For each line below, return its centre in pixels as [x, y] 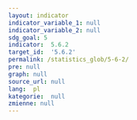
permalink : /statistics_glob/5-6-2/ [68, 60]
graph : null [28, 74]
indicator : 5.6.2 [38, 45]
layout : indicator [38, 15]
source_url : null [37, 81]
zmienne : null [32, 103]
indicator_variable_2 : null [55, 30]
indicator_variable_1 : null [55, 23]
